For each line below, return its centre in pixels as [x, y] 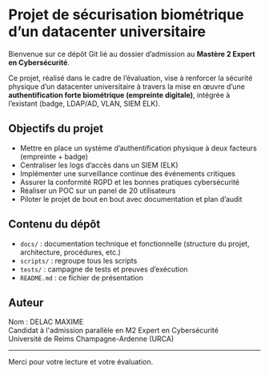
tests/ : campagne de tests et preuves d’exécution [104, 269]
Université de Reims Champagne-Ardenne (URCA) [91, 339]
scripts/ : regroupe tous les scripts [78, 260]
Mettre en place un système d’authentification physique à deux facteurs [139, 148]
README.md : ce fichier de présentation [82, 277]
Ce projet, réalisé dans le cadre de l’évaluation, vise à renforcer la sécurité [130, 78]
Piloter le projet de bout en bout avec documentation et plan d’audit [131, 199]
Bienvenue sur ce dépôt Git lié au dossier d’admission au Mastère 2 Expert [132, 54]
